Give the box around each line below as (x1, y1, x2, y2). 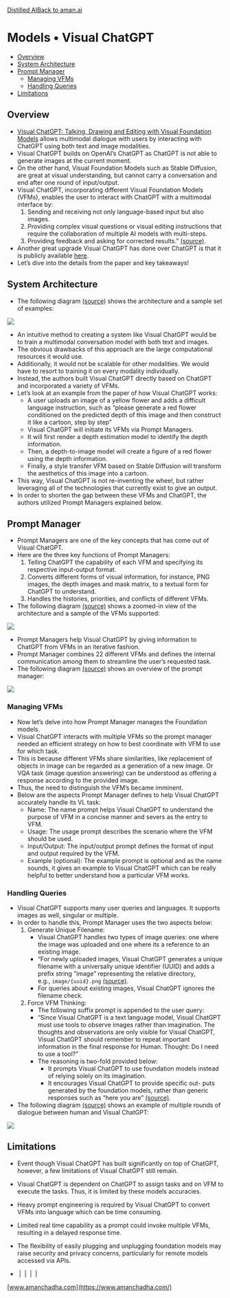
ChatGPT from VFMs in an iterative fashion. (16, 642, 140, 651)
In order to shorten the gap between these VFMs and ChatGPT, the (16, 491, 207, 499)
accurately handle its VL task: (16, 798, 101, 806)
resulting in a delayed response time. (16, 1228, 122, 1236)
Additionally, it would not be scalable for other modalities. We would (16, 359, 209, 368)
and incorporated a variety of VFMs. (16, 381, 120, 390)
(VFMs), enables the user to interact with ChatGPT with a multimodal (16, 192, 211, 201)
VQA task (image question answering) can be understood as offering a (16, 769, 217, 777)
